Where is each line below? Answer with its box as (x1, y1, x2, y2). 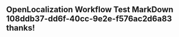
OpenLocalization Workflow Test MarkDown (6, 5, 174, 15)
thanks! (6, 23, 36, 33)
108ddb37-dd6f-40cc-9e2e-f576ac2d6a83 (6, 14, 172, 24)
